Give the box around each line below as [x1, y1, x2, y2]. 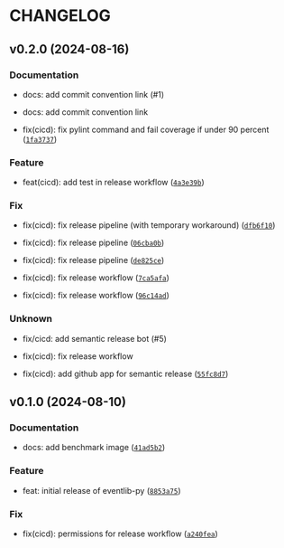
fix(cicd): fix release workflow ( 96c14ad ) [22, 290, 169, 301]
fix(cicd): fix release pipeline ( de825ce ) [22, 255, 165, 266]
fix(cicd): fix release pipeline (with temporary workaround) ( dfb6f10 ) [22, 220, 276, 231]
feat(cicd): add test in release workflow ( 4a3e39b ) [22, 177, 205, 188]
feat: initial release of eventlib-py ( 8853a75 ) [22, 485, 181, 496]
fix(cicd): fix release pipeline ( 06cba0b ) [22, 237, 165, 249]
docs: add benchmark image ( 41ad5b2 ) [22, 442, 166, 453]
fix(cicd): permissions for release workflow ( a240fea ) [22, 528, 218, 539]
